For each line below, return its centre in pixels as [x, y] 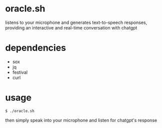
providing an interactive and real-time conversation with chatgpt [71, 27]
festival [20, 72]
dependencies [36, 48]
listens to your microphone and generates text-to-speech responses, [76, 22]
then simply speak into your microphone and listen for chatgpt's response [81, 120]
